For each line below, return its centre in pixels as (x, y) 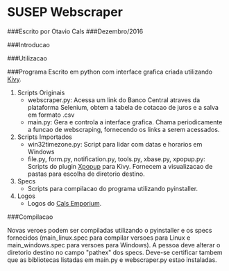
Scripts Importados (45, 137)
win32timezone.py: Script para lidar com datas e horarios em (115, 144)
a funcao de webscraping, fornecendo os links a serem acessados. (124, 129)
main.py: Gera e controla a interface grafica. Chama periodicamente (125, 122)
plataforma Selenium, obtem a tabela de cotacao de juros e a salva (123, 107)
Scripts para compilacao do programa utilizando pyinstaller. (113, 188)
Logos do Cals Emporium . (65, 203)
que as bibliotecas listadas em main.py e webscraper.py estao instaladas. (112, 260)
